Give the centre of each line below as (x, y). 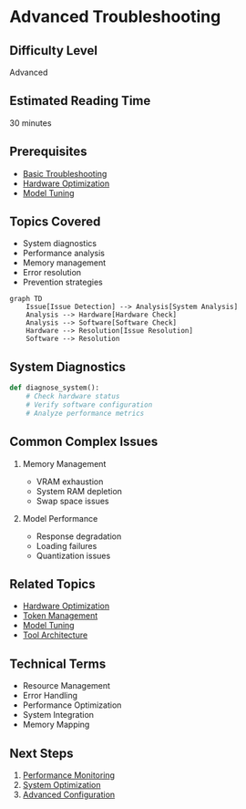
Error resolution (52, 273)
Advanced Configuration (69, 794)
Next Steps (41, 753)
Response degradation (79, 536)
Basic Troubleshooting (65, 173)
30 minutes (31, 123)
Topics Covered (55, 222)
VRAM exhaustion (70, 482)
